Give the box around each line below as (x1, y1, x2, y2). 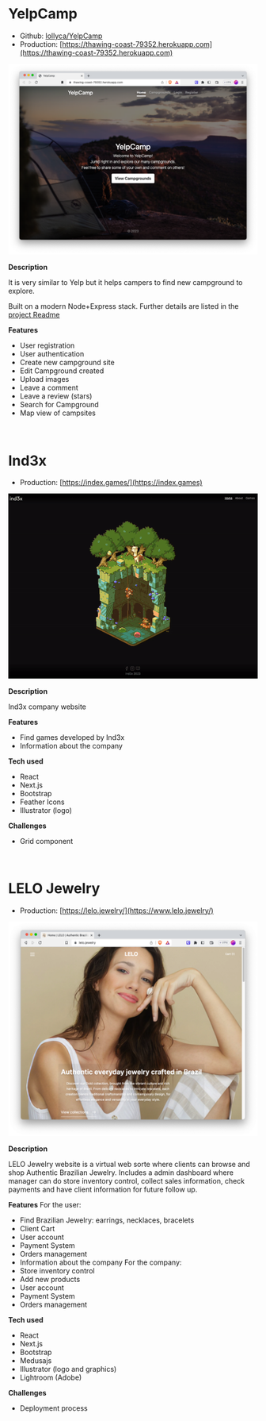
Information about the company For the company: (19, 1257, 182, 1267)
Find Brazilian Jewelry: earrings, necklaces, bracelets (19, 1215, 195, 1225)
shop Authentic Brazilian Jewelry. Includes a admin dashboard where (8, 1168, 234, 1177)
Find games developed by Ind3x (19, 732, 125, 742)
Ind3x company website (8, 702, 87, 711)
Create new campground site (19, 358, 115, 368)
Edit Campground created (19, 366, 104, 375)
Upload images (19, 375, 70, 384)
